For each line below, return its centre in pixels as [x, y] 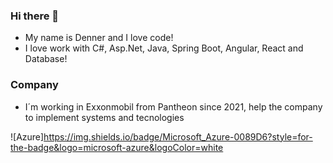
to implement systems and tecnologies [104, 117]
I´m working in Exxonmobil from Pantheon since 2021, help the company [173, 106]
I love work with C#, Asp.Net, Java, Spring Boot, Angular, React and [164, 48]
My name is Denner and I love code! [99, 38]
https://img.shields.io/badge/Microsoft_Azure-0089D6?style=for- [178, 136]
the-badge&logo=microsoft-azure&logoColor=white [117, 147]
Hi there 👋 [35, 16]
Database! [46, 59]
